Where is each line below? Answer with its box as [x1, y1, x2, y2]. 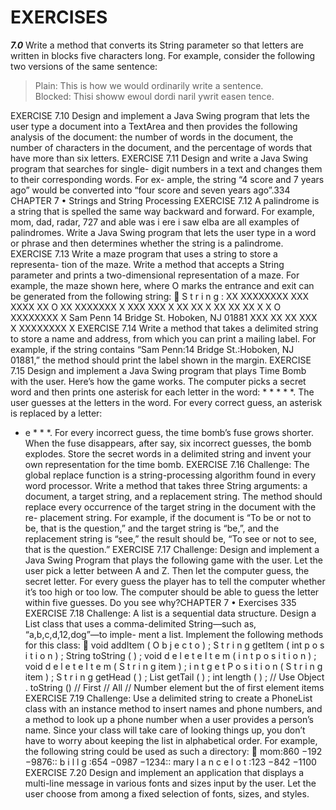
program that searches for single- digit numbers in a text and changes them [10, 162, 323, 175]
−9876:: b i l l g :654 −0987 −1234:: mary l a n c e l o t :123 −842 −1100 [24, 756, 317, 768]
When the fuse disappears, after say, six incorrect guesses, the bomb [24, 437, 312, 449]
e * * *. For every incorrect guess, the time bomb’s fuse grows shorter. [24, 426, 314, 438]
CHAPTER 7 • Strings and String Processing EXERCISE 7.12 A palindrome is [10, 194, 320, 206]
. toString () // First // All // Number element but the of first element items [24, 681, 325, 693]
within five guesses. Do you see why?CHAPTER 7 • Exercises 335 [24, 596, 297, 608]
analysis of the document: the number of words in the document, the [10, 131, 294, 143]
